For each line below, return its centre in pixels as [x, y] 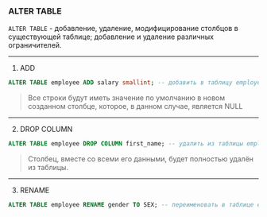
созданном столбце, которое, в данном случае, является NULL [135, 107]
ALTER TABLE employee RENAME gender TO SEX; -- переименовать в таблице [131, 205]
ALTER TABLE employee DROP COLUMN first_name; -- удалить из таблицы [126, 144]
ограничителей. [35, 45]
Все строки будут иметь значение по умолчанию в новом [126, 98]
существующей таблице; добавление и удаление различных [111, 37]
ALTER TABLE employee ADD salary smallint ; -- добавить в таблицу [120, 83]
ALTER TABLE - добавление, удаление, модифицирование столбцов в [123, 29]
